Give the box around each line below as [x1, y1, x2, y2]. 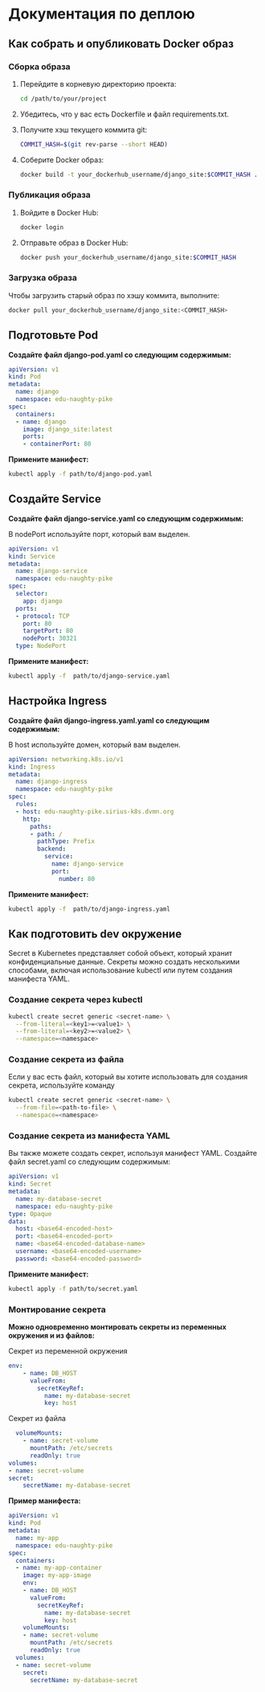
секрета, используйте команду [8, 1080, 115, 1090]
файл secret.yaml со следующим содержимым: [8, 1157, 171, 1166]
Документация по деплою [8, 5, 195, 23]
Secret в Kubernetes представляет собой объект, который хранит [8, 948, 233, 958]
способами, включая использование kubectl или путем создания [8, 965, 233, 975]
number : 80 [59, 875, 95, 883]
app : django [22, 596, 63, 605]
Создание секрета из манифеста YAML [8, 1130, 170, 1141]
